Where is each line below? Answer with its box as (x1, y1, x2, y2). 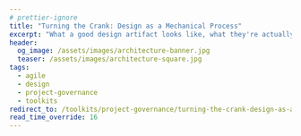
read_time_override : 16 (9, 113, 99, 122)
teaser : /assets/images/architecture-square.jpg (17, 55, 202, 64)
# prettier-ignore (9, 13, 78, 22)
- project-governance (17, 88, 99, 97)
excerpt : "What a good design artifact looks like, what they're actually (9, 30, 295, 38)
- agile (17, 72, 47, 81)
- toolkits (17, 96, 58, 106)
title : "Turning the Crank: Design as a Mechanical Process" (9, 21, 243, 30)
